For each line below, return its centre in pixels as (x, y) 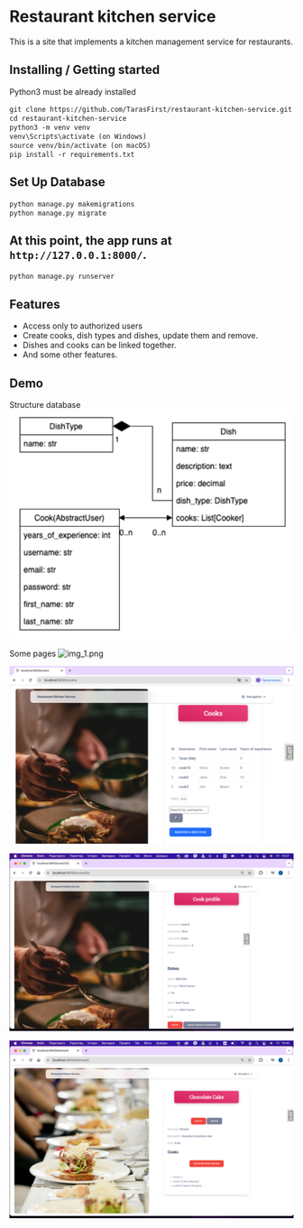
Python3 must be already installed (73, 91)
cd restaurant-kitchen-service (68, 118)
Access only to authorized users (82, 326)
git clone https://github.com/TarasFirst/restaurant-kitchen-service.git (151, 109)
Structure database (45, 405)
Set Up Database (57, 182)
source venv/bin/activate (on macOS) (80, 145)
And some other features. (70, 355)
